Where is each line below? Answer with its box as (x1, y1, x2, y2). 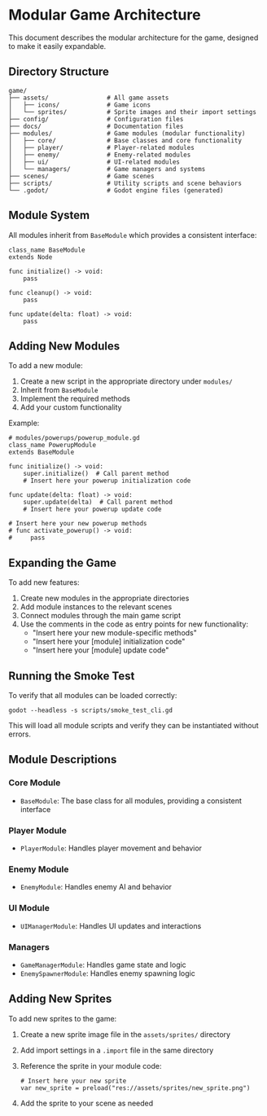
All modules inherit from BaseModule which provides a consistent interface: (8, 230, 257, 239)
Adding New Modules (8, 339, 120, 353)
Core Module (8, 777, 61, 789)
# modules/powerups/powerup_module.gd (8, 434, 140, 442)
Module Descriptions (8, 753, 117, 767)
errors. (8, 729, 31, 739)
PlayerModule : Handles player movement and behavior (20, 843, 202, 853)
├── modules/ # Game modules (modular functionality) (8, 129, 246, 138)
